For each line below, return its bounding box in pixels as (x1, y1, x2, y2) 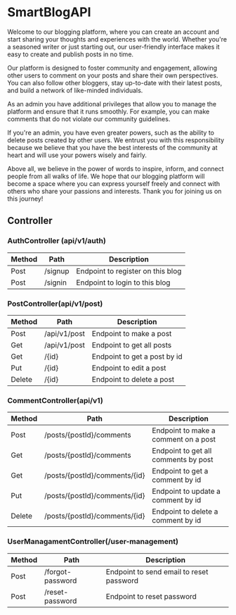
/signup (44, 266, 70, 275)
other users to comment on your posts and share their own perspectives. (7, 71, 218, 80)
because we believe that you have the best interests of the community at (7, 143, 218, 151)
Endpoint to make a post (91, 328, 172, 338)
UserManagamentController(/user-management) (7, 537, 179, 547)
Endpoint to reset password (105, 591, 197, 601)
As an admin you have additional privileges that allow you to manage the (7, 99, 217, 108)
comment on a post (152, 435, 216, 445)
